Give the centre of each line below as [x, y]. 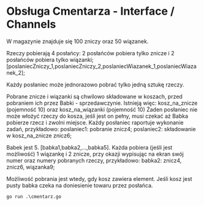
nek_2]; [16, 72]
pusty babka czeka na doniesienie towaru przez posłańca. [80, 185]
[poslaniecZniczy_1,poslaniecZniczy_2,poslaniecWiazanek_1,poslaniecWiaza [102, 66]
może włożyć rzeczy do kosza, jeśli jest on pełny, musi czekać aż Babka [97, 116]
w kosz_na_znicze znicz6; [39, 135]
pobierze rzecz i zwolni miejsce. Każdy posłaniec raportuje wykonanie [95, 122]
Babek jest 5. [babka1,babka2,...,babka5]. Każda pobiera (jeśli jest [89, 147]
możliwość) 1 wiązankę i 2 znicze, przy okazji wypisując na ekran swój [95, 154]
